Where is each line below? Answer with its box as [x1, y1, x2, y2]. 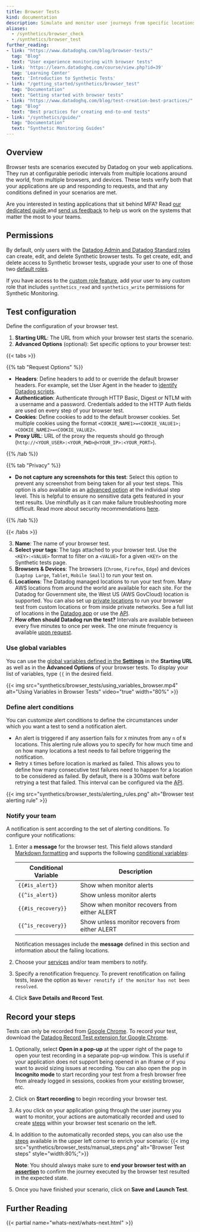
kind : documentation [6, 14, 58, 20]
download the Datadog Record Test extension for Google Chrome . [6, 1034, 168, 1041]
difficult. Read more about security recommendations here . [14, 505, 160, 513]
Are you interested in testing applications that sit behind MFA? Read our [6, 200, 182, 207]
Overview [6, 148, 43, 158]
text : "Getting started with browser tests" [11, 92, 124, 98]
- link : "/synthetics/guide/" [6, 114, 82, 120]
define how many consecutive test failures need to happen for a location [14, 766, 193, 774]
